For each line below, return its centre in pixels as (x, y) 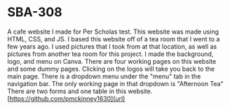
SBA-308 (35, 12)
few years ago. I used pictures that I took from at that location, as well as (112, 46)
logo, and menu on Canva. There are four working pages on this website (112, 61)
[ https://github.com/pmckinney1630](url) (66, 98)
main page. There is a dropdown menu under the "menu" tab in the (104, 76)
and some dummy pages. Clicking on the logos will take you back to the (111, 69)
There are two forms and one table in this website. (80, 91)
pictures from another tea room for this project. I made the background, (110, 54)
